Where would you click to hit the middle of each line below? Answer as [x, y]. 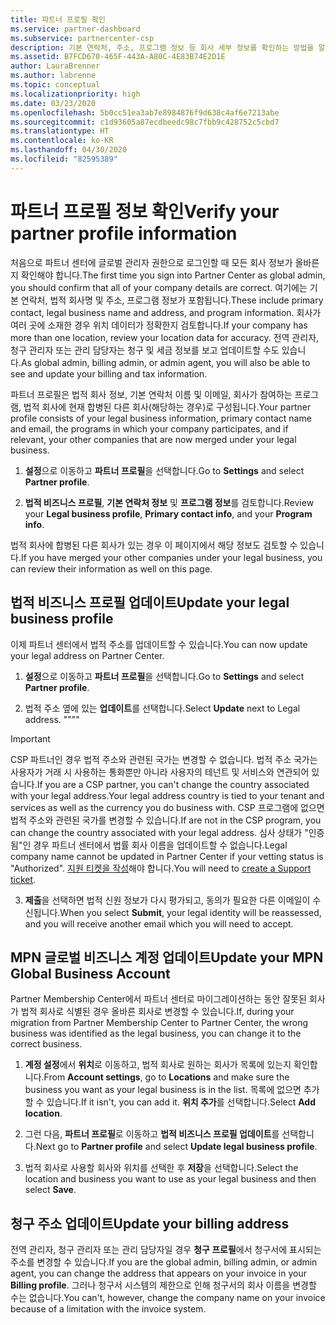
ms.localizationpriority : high [75, 94]
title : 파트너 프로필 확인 [58, 19]
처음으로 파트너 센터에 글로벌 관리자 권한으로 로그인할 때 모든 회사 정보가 [151, 262]
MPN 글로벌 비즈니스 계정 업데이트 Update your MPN [167, 957]
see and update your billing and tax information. [109, 373]
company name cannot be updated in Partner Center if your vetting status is [167, 856]
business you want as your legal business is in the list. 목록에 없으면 [163, 1090]
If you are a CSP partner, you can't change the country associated [173, 784]
